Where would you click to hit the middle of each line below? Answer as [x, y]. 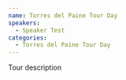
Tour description [35, 67]
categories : [28, 38]
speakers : [24, 23]
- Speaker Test [40, 30]
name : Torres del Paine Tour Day [63, 15]
